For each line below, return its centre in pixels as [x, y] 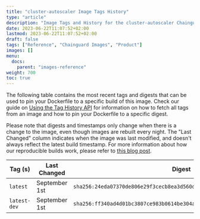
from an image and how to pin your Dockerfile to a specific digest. [87, 114]
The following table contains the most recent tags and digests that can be [96, 95]
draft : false [22, 39]
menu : [13, 56]
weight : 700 [21, 73]
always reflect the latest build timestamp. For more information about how [97, 145]
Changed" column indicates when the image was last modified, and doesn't [99, 138]
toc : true [18, 78]
